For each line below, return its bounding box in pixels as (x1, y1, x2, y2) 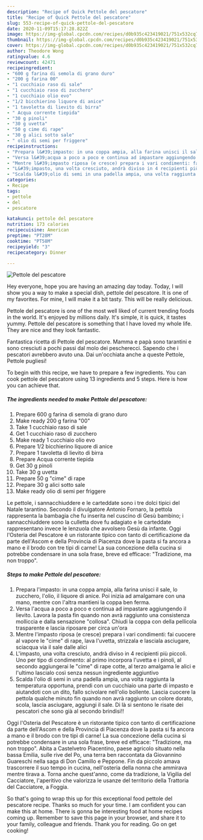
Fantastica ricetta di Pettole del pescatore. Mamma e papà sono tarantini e (7, 338, 192, 345)
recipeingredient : (7, 64, 53, 71)
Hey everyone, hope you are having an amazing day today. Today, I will (7, 283, 183, 290)
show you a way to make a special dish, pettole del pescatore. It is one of (7, 289, 189, 296)
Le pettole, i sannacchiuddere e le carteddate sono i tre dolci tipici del (7, 500, 180, 507)
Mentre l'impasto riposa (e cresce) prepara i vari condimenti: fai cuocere (15, 631, 196, 638)
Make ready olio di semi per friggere (15, 487, 106, 495)
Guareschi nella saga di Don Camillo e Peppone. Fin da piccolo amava (7, 757, 180, 765)
